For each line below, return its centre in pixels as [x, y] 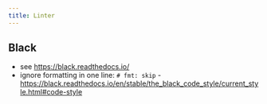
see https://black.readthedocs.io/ [75, 67]
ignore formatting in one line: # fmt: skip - [90, 75]
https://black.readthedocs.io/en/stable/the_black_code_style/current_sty [139, 83]
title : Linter [32, 15]
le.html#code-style [51, 92]
